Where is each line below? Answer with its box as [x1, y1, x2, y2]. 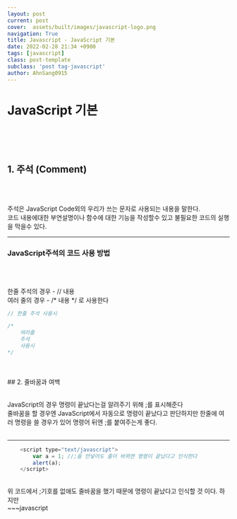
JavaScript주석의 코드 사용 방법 [7, 248, 111, 258]
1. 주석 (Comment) [7, 163, 87, 175]
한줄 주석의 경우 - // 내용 [7, 287, 75, 296]
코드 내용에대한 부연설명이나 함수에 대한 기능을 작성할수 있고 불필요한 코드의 [7, 214, 217, 222]
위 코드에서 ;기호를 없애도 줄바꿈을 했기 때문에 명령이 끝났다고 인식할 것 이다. [7, 487, 218, 496]
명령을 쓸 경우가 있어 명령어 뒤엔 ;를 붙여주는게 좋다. [14, 418, 157, 426]
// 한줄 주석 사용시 [7, 310, 58, 317]
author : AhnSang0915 [7, 69, 68, 76]
